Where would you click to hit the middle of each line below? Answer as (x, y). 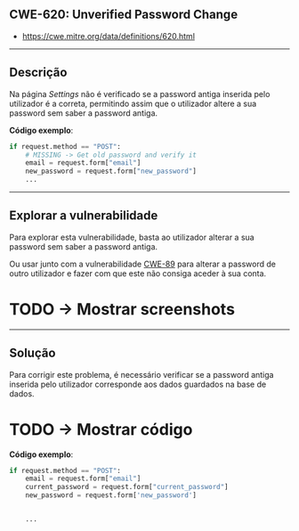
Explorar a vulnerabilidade (84, 216)
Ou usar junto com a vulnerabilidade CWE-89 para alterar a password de (142, 264)
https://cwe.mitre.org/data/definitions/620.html (109, 36)
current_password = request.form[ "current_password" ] (127, 487)
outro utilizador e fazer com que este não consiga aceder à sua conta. (138, 273)
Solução (32, 353)
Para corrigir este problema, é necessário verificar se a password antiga (141, 374)
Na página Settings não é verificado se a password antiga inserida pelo (140, 94)
